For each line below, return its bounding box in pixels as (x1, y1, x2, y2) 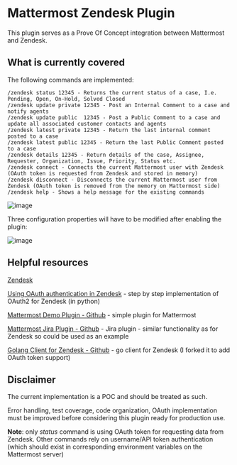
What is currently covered (7, 57, 126, 69)
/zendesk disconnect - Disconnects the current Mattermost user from (7, 176, 218, 183)
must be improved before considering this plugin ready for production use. (7, 414, 226, 422)
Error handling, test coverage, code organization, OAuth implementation (7, 406, 218, 415)
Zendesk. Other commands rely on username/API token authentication (7, 435, 214, 444)
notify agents (7, 108, 50, 115)
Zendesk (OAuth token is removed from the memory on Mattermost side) (7, 182, 221, 190)
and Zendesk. (7, 35, 48, 44)
